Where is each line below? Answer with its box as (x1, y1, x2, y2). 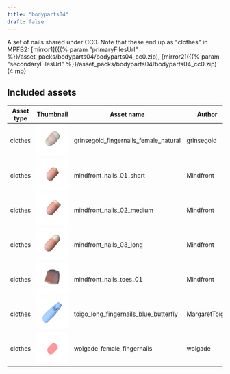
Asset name (110, 110, 145, 119)
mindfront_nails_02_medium (74, 206, 154, 214)
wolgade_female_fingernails (74, 344, 153, 352)
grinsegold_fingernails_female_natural (74, 137, 181, 145)
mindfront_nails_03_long (74, 240, 144, 249)
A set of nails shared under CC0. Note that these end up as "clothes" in (7, 38, 208, 46)
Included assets (7, 86, 77, 98)
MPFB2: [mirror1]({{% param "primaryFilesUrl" (7, 45, 138, 53)
